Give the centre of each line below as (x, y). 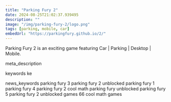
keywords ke (19, 73)
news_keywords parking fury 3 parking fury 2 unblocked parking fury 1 (80, 83)
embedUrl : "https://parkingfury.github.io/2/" (56, 34)
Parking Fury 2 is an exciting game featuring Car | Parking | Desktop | (78, 48)
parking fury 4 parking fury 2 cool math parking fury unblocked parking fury (86, 89)
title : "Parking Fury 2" (32, 10)
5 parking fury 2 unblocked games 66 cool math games (64, 94)
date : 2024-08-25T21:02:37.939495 (42, 15)
